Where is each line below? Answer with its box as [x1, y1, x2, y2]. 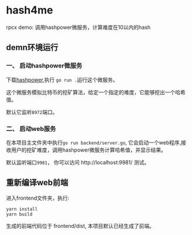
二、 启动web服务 [6, 125, 56, 133]
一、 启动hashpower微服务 [6, 62, 83, 70]
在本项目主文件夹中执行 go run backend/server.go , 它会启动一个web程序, [6, 139, 181, 146]
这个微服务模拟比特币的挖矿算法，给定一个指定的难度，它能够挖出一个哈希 [6, 89, 186, 96]
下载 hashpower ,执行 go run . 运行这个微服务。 [6, 76, 118, 83]
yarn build [6, 211, 33, 217]
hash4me [6, 4, 53, 17]
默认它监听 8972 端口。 [6, 108, 58, 115]
